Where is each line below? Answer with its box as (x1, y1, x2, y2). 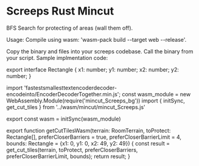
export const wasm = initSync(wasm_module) (6, 115, 121, 122)
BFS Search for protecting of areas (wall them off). (6, 24, 133, 32)
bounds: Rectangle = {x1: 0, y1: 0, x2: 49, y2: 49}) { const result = (6, 139, 170, 147)
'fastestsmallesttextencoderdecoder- (24, 84, 117, 91)
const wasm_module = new (121, 90, 191, 98)
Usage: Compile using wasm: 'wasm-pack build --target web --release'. (6, 36, 187, 43)
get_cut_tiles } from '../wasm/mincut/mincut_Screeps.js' (6, 103, 146, 110)
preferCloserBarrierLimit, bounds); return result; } (6, 153, 131, 160)
